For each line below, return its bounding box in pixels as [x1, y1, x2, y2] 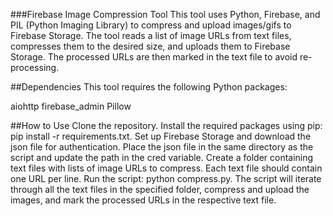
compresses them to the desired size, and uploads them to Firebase [10, 40, 291, 52]
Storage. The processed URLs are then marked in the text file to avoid [10, 51, 298, 63]
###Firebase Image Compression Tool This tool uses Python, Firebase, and [10, 9, 321, 20]
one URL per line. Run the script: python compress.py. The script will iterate [10, 173, 322, 184]
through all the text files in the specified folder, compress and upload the [10, 184, 310, 195]
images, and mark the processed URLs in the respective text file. [10, 194, 277, 206]
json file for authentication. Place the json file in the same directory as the [10, 141, 314, 153]
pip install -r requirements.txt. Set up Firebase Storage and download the [10, 130, 312, 142]
